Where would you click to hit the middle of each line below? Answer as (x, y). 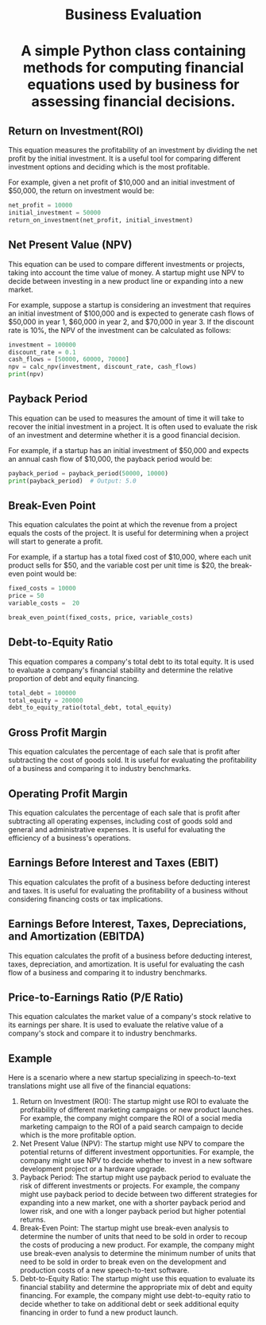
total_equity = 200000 (46, 700)
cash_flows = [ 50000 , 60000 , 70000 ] (69, 359)
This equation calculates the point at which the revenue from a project (123, 525)
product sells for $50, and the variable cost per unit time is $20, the (118, 565)
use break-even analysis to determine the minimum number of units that (138, 1253)
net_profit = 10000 (40, 205)
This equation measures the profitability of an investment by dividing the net (133, 150)
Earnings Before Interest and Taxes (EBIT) (114, 863)
